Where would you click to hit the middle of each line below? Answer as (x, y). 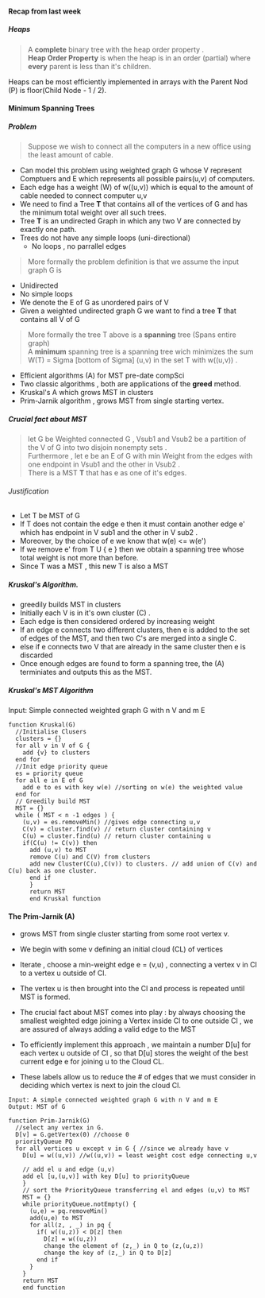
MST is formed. (45, 997)
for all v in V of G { (53, 746)
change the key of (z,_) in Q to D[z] (108, 1253)
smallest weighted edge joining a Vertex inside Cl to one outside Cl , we (136, 1021)
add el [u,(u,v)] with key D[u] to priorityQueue (106, 1176)
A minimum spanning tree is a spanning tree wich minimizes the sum (140, 352)
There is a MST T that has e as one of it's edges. (107, 473)
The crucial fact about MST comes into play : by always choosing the (132, 1013)
